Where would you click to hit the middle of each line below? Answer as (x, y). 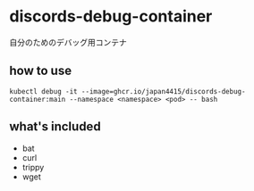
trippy (33, 167)
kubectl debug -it (43, 91)
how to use (41, 71)
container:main (38, 99)
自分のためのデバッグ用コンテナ (68, 42)
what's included (55, 127)
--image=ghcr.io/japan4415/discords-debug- (163, 91)
